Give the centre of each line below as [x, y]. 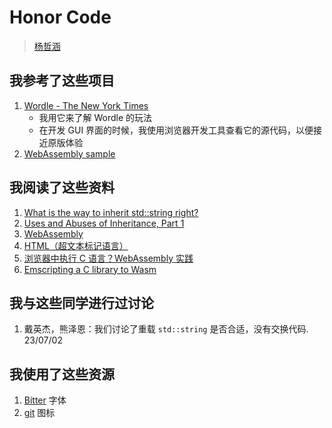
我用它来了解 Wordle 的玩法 [95, 117]
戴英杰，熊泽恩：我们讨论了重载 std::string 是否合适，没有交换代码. [166, 329]
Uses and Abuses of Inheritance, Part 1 [104, 223]
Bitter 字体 [45, 400]
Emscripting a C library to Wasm [90, 269]
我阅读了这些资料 [62, 187]
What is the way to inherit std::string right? [111, 212]
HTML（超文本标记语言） [76, 245]
